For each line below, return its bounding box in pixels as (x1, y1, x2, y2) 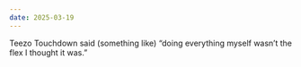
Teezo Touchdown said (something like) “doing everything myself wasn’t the (9, 38, 293, 48)
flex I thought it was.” (9, 46, 88, 58)
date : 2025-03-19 (9, 13, 75, 22)
